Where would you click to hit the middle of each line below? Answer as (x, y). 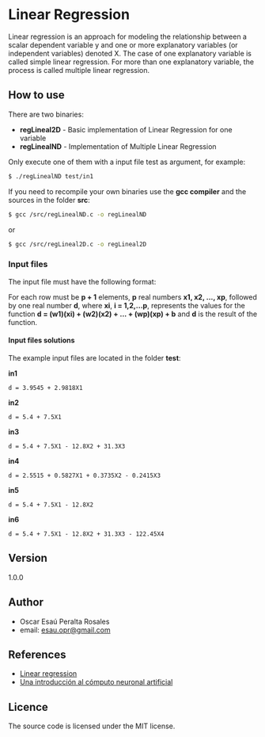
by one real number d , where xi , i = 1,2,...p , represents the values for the (127, 305)
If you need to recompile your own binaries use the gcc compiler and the (127, 191)
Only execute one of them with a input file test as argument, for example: (127, 162)
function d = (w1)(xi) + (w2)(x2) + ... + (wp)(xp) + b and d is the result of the (133, 314)
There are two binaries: (46, 114)
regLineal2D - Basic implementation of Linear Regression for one (126, 129)
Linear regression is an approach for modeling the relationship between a (128, 36)
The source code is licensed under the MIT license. (92, 726)
